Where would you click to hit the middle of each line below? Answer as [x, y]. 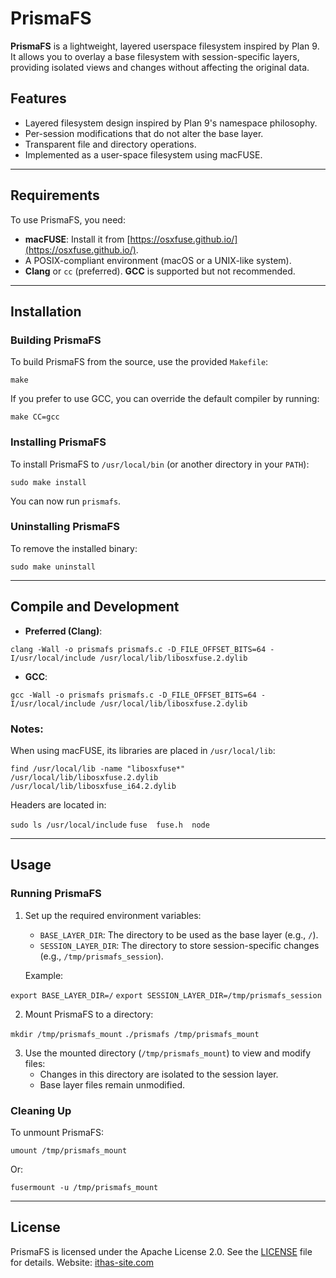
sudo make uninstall [53, 567]
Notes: [27, 729]
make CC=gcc [35, 417]
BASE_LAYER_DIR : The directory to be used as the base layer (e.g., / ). [179, 934]
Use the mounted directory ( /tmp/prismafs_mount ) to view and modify [168, 1053]
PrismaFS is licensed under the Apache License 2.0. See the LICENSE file [161, 1251]
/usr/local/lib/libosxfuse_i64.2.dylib [93, 786]
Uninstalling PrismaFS [65, 527]
